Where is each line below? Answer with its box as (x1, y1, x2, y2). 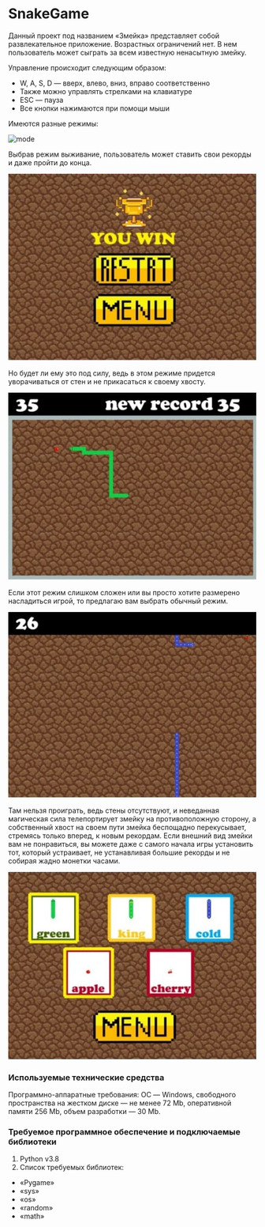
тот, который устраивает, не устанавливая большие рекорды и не (8, 848, 230, 857)
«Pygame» (19, 1178, 55, 1187)
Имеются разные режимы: (8, 119, 99, 128)
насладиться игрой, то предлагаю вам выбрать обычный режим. (8, 596, 229, 606)
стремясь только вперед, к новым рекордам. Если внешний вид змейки (8, 831, 252, 840)
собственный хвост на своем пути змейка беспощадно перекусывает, (8, 822, 247, 832)
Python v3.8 (19, 1154, 59, 1164)
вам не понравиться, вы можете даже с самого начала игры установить (8, 839, 254, 848)
